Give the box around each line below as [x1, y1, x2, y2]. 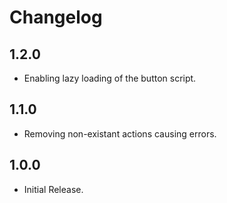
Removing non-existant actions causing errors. [23, 127, 217, 140]
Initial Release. [23, 183, 84, 195]
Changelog [9, 6, 103, 29]
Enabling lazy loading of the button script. [23, 72, 197, 84]
